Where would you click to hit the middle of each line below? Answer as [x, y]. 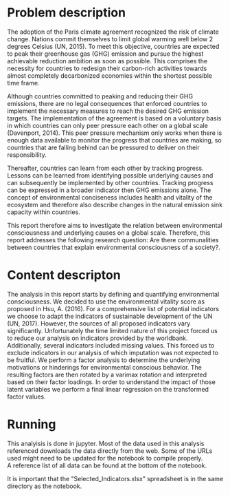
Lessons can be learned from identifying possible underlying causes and [110, 175]
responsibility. [27, 155]
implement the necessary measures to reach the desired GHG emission [108, 111]
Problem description [66, 13]
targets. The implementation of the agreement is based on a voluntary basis [114, 118]
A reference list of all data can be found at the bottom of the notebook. [107, 465]
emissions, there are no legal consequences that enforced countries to [107, 103]
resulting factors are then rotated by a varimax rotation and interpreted [107, 374]
